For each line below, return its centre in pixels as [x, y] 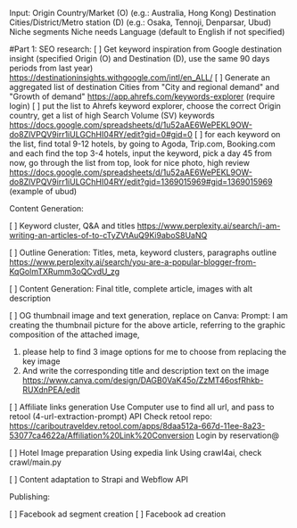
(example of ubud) [43, 191]
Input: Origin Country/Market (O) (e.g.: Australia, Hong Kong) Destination [143, 13]
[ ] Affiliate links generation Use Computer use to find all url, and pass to [142, 407]
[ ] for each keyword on [238, 134]
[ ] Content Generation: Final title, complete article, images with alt [131, 289]
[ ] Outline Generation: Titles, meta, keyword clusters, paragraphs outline [143, 252]
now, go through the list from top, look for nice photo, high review [129, 163]
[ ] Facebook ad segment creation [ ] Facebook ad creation [117, 514]
